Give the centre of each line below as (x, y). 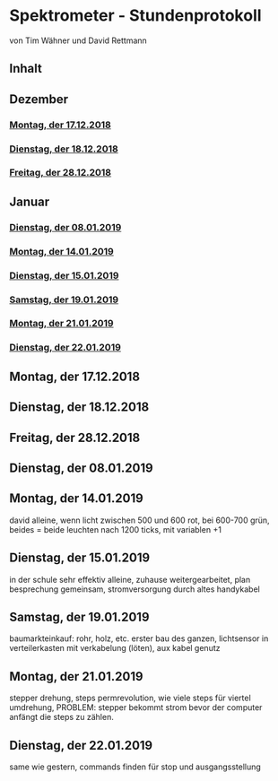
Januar (30, 201)
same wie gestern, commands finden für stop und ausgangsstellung (135, 767)
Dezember (39, 99)
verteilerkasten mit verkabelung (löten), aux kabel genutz (115, 648)
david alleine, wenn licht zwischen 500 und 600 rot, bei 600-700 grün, (140, 520)
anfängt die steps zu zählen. (61, 717)
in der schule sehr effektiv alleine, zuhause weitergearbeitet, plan (130, 579)
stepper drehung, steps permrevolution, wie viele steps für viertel (130, 698)
